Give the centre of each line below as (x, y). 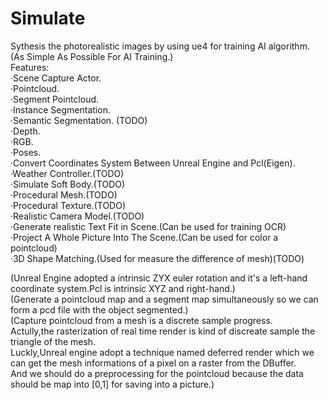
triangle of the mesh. (53, 341)
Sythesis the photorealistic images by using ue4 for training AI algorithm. (160, 46)
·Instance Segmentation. (60, 109)
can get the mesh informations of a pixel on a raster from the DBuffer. (153, 363)
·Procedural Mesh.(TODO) (64, 194)
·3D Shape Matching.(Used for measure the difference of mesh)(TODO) (157, 258)
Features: (30, 67)
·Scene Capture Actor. (56, 78)
